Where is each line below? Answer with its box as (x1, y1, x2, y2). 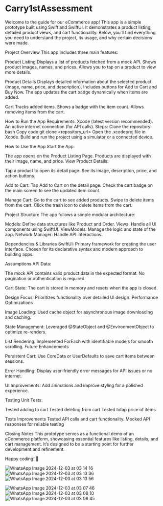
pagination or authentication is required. (5, 275, 86, 281)
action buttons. (5, 173, 36, 178)
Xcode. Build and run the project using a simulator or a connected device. (5, 134, 154, 140)
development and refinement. (5, 446, 65, 452)
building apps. (5, 251, 34, 257)
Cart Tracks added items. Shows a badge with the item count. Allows (5, 104, 144, 110)
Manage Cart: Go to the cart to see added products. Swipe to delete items (5, 197, 154, 203)
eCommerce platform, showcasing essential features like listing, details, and (5, 436, 159, 441)
